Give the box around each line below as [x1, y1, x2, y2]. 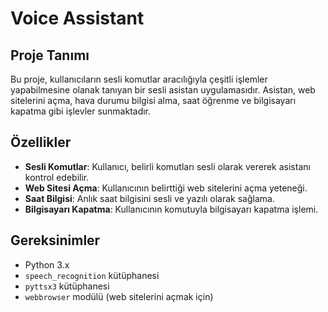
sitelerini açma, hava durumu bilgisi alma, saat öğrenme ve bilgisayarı [10, 95, 297, 106]
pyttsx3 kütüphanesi [24, 280, 110, 292]
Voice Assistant [10, 7, 145, 30]
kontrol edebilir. [24, 171, 90, 183]
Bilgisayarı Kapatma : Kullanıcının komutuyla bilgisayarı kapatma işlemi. [24, 203, 319, 215]
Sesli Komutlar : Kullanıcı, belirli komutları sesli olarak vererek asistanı [24, 160, 311, 172]
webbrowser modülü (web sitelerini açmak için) [24, 290, 214, 302]
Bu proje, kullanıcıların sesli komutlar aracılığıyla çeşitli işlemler [10, 73, 268, 85]
